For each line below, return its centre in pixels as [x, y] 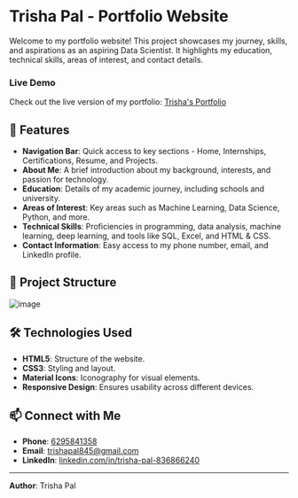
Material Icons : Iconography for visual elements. [111, 377]
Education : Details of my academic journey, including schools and [143, 189]
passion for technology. [65, 180]
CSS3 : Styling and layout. [69, 368]
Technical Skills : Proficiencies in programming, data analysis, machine [152, 227]
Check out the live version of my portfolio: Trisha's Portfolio [118, 102]
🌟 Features [39, 130]
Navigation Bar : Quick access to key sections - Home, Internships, [144, 152]
